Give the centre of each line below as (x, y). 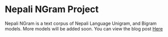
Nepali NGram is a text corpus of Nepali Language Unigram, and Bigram (81, 23)
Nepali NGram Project (52, 9)
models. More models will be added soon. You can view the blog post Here (84, 28)
